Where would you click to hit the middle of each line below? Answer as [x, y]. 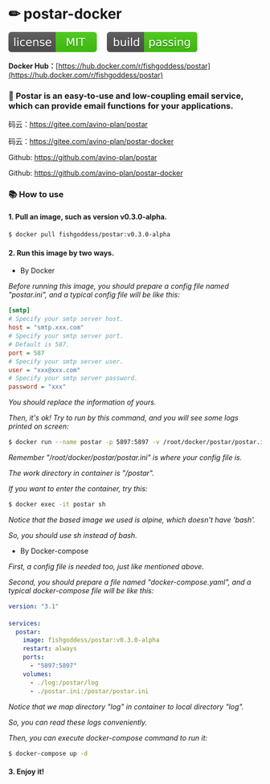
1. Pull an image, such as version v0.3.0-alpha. [88, 216]
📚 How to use [36, 195]
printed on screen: [39, 426]
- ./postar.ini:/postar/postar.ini [89, 691]
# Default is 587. [39, 344]
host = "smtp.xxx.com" [46, 328]
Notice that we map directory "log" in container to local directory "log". [126, 706]
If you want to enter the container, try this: [78, 489]
